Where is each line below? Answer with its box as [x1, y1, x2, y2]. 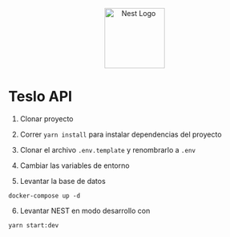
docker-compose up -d [8, 191, 81, 200]
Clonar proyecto [19, 113, 74, 124]
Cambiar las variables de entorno [19, 161, 130, 170]
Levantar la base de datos [19, 176, 106, 186]
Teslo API [8, 88, 73, 106]
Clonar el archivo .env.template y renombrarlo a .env [19, 145, 196, 154]
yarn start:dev [8, 221, 59, 229]
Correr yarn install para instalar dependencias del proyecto [19, 129, 222, 139]
